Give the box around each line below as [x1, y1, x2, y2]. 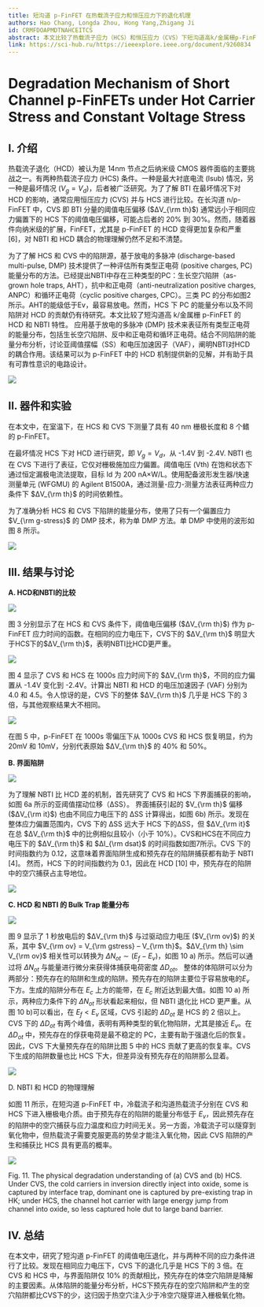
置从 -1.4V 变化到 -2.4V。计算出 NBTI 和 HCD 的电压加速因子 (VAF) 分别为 [8, 681, 247, 690]
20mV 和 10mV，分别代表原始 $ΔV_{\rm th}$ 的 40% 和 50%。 [8, 741, 211, 751]
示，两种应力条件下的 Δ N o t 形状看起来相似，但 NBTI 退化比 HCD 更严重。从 [8, 996, 252, 1008]
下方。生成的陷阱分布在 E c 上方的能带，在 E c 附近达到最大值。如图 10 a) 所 [8, 985, 250, 997]
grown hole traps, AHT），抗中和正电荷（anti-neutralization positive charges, [8, 280, 257, 290]
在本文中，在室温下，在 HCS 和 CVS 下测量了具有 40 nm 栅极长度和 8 [8, 421, 234, 431]
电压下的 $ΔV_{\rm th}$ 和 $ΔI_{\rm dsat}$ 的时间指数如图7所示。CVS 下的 [8, 839, 251, 848]
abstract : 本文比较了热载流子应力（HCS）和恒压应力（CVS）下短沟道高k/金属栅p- [8, 33, 243, 42]
